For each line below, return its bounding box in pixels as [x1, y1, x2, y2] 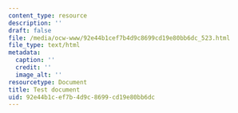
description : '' [8, 19, 62, 27]
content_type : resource [8, 11, 88, 20]
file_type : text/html [8, 41, 81, 49]
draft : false [8, 26, 52, 34]
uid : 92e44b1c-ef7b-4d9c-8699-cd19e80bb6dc [8, 93, 156, 101]
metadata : [8, 49, 42, 56]
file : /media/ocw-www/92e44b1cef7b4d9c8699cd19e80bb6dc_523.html [8, 33, 230, 42]
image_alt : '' [15, 71, 62, 79]
